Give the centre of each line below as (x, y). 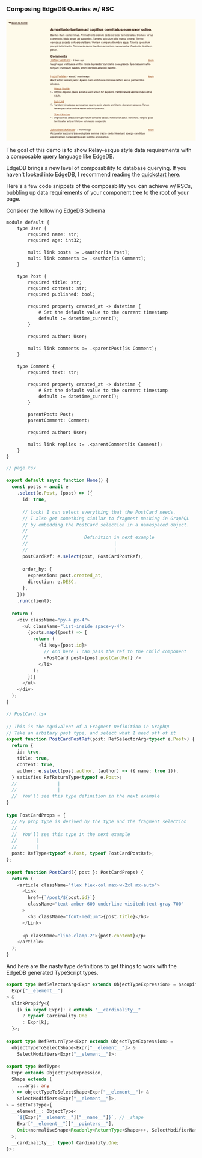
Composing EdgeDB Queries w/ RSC (60, 9)
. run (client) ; (35, 601)
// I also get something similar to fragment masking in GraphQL (106, 519)
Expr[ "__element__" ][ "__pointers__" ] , (66, 1124)
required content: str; (57, 288)
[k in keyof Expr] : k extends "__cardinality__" (79, 1010)
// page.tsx (21, 468)
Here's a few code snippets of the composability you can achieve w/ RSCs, (99, 186)
